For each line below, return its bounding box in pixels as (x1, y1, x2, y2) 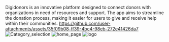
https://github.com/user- (59, 20, 111, 26)
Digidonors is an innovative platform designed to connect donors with (5, 5, 151, 10)
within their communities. (5, 20, 58, 26)
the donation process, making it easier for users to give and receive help (5, 15, 157, 21)
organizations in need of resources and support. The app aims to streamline (5, 10, 164, 16)
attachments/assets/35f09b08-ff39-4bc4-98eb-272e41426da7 (5, 26, 139, 32)
